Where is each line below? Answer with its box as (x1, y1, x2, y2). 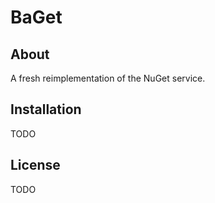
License (10, 157, 61, 174)
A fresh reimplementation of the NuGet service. (10, 72, 206, 84)
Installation (10, 101, 82, 118)
